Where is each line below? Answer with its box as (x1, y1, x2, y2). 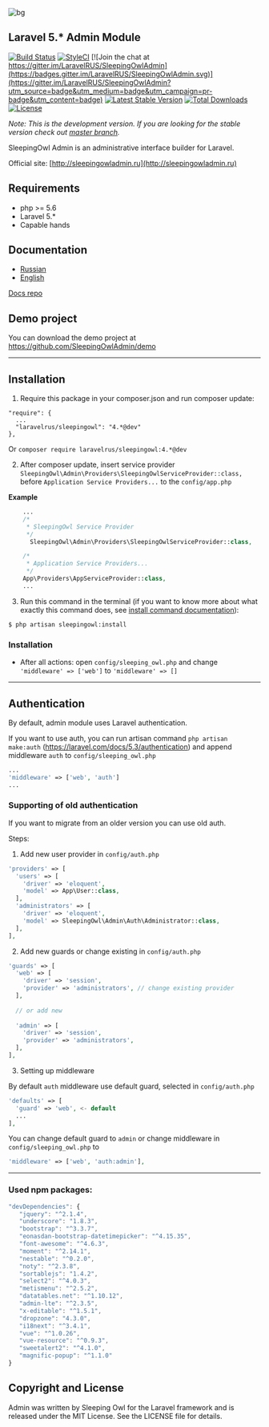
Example (8, 493, 38, 502)
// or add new (15, 1007, 62, 1015)
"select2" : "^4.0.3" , (18, 1277, 91, 1285)
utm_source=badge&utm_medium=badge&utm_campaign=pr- (8, 86, 213, 95)
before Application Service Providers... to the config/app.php (19, 477, 232, 487)
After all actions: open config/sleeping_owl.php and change (19, 658, 219, 667)
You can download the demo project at (8, 333, 136, 343)
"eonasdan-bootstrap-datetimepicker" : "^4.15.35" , (18, 1232, 192, 1241)
